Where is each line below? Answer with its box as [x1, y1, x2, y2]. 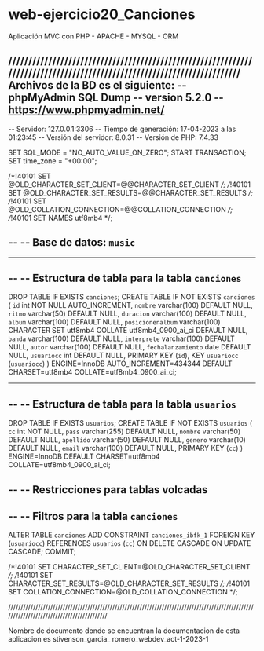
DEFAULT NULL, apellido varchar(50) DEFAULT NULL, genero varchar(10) [8, 435, 246, 444]
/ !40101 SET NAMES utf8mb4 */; [8, 213, 113, 222]
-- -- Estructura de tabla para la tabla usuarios [8, 397, 237, 411]
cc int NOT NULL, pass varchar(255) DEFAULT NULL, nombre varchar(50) [8, 426, 241, 437]
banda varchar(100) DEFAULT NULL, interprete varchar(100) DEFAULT [8, 334, 236, 343]
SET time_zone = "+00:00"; [8, 155, 97, 166]
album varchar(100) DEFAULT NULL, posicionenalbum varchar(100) [8, 317, 221, 327]
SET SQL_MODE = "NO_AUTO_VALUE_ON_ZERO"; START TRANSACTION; [8, 148, 247, 157]
